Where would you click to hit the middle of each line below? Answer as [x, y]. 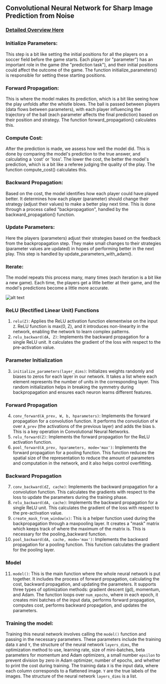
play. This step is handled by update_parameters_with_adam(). [69, 254]
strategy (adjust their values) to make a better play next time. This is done [81, 204]
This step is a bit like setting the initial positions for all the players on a [77, 54]
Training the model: [30, 623]
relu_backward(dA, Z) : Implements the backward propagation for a [81, 337]
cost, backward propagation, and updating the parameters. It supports [84, 584]
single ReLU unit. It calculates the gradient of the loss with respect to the [87, 342]
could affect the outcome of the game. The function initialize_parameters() [82, 70]
